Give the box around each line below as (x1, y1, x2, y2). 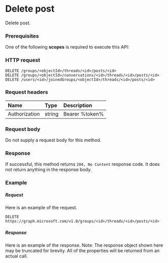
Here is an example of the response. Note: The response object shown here (5, 242, 163, 248)
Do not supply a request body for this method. (5, 137, 102, 143)
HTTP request (5, 57, 40, 64)
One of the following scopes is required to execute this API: (5, 44, 130, 50)
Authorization (8, 110, 40, 117)
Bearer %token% (63, 110, 104, 117)
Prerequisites (5, 32, 39, 40)
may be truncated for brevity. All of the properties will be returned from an (5, 248, 160, 254)
